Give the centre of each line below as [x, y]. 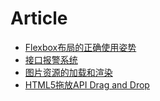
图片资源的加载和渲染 [68, 72]
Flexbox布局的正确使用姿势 [80, 47]
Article [39, 18]
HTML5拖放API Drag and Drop [87, 84]
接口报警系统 [51, 59]
